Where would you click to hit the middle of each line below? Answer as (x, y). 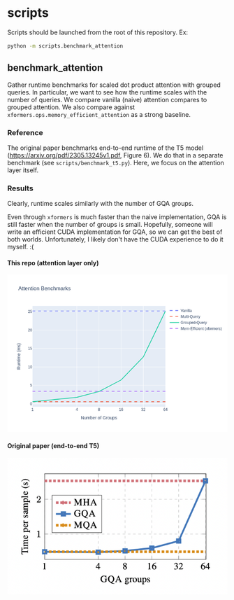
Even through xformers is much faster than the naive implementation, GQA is (117, 217)
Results (20, 188)
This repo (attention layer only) (53, 263)
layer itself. (23, 170)
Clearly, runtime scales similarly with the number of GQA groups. (101, 204)
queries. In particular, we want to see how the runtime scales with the (107, 92)
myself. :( (21, 247)
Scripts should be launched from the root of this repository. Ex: (98, 32)
